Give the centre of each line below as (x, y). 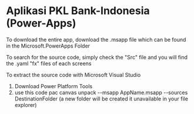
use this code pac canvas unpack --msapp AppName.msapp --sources (101, 92)
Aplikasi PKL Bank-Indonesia (78, 11)
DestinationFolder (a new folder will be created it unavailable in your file (101, 99)
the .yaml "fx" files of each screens (49, 63)
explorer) (26, 105)
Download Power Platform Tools (53, 86)
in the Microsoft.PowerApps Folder (48, 46)
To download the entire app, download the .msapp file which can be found (96, 39)
